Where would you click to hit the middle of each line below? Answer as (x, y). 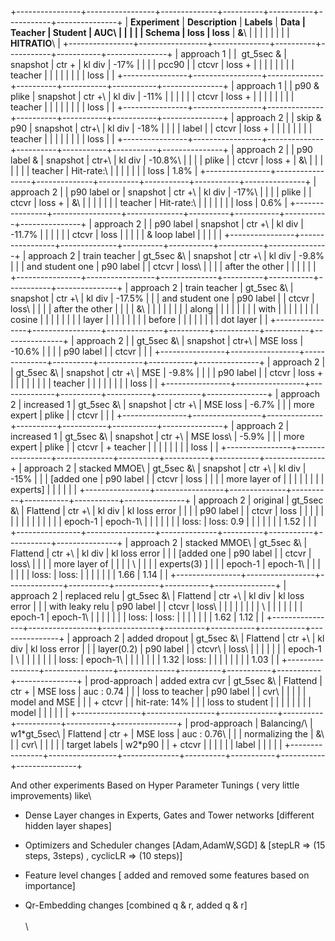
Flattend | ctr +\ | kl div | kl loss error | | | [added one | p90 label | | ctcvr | (161, 553)
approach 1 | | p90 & (278, 85)
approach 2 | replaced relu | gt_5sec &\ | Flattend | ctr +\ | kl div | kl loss (157, 595)
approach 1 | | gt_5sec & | (233, 54)
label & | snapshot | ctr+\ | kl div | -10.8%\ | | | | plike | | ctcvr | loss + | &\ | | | (167, 160)
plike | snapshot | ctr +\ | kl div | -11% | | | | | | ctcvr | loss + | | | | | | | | (152, 96)
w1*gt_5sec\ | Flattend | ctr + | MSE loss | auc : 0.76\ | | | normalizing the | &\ (167, 734)
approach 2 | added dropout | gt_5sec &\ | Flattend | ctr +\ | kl (198, 638)
